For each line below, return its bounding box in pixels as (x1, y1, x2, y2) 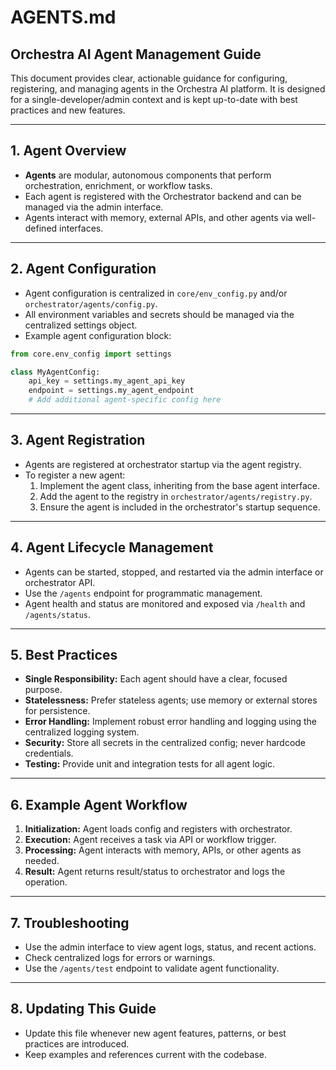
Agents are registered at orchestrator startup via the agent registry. (24, 458, 302, 470)
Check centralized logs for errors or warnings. (24, 952, 216, 964)
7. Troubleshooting (10, 914, 130, 931)
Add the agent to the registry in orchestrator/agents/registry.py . (39, 490, 313, 502)
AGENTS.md (10, 6, 117, 29)
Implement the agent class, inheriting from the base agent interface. (39, 479, 320, 491)
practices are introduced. (24, 1037, 130, 1050)
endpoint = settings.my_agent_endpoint (28, 386, 195, 396)
